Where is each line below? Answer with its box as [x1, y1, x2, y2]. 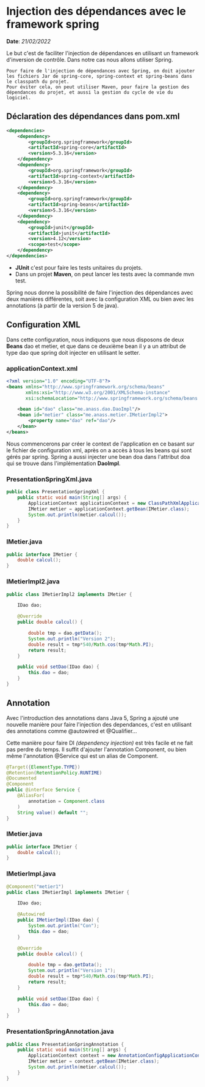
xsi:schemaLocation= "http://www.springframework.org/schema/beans [25, 395, 198, 401]
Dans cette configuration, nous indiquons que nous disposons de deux [6, 336, 184, 343]
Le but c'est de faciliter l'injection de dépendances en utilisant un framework [6, 49, 199, 56]
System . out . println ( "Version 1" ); [28, 968, 116, 974]
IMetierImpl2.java [6, 577, 60, 586]
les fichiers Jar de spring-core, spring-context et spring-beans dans [6, 73, 192, 79]
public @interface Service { [6, 787, 81, 793]
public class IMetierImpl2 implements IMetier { [6, 591, 132, 597]
